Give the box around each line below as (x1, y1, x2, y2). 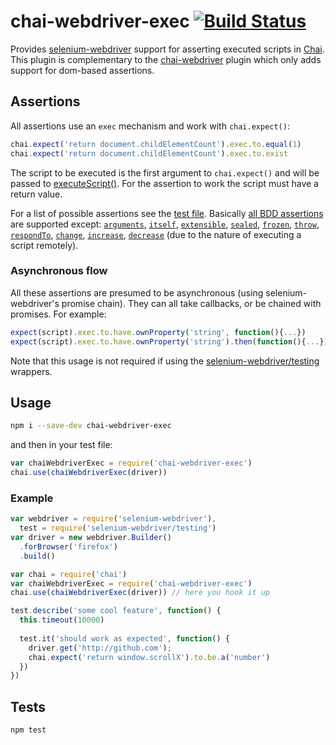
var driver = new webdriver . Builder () (10, 533, 172, 543)
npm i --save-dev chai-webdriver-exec (10, 421, 172, 431)
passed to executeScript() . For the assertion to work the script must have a (10, 177, 319, 189)
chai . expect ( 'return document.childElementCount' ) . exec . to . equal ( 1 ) (10, 139, 302, 149)
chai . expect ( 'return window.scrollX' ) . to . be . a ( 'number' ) (28, 652, 271, 662)
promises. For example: (10, 308, 107, 320)
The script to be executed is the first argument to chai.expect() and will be (10, 166, 320, 179)
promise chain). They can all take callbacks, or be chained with (61, 297, 322, 309)
